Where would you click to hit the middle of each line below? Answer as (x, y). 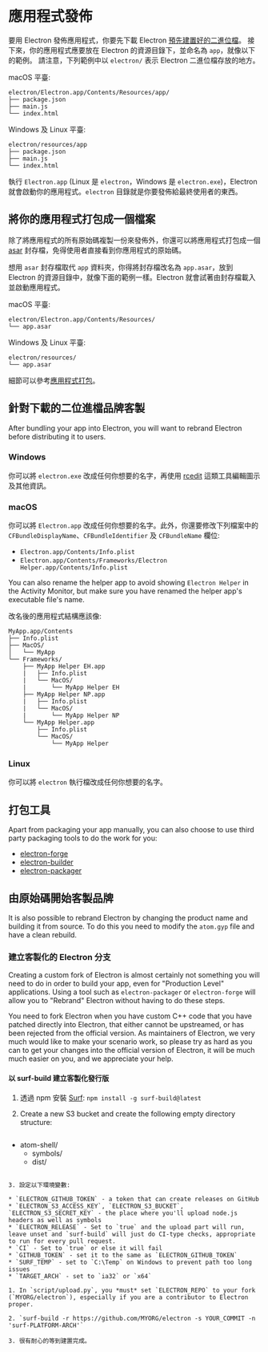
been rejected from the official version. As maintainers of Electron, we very (132, 1033)
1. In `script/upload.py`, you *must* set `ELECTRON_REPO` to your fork (132, 1290)
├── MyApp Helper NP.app (64, 694)
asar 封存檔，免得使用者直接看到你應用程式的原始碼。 (97, 250)
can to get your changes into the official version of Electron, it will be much (132, 1050)
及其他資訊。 (29, 485)
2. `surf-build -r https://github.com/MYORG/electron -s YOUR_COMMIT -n (132, 1318)
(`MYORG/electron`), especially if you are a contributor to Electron (128, 1297)
